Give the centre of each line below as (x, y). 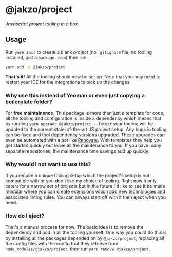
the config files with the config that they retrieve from (62, 243)
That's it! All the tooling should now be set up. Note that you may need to (83, 77)
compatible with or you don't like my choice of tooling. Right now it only (81, 181)
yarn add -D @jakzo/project (35, 67)
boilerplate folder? (29, 102)
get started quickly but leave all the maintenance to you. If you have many (83, 145)
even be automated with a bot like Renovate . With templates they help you (84, 140)
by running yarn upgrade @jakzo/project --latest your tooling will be (79, 123)
